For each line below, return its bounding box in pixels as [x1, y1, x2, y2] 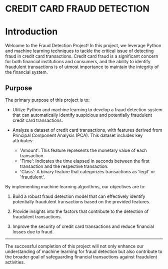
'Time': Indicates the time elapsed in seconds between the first [19, 158, 150, 164]
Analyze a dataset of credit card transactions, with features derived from [12, 127, 162, 133]
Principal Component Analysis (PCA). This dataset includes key [12, 132, 143, 138]
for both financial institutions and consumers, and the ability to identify [5, 59, 151, 65]
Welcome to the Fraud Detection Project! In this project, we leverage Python [5, 43, 161, 49]
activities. [5, 259, 25, 265]
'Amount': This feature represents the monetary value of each [19, 147, 147, 153]
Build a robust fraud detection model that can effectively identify [12, 193, 145, 199]
